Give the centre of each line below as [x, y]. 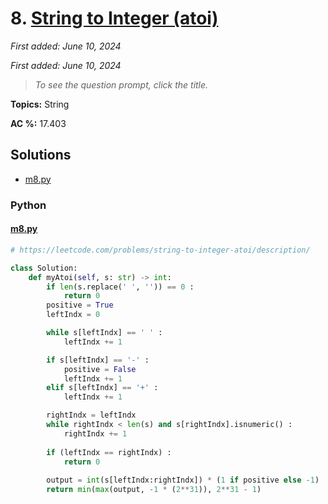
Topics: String [40, 104]
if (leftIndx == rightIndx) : [109, 452]
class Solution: [44, 268]
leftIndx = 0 [73, 315]
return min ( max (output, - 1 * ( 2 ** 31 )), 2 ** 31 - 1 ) [154, 490]
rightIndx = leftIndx [91, 415]
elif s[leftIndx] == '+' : [102, 388]
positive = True [80, 305]
